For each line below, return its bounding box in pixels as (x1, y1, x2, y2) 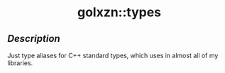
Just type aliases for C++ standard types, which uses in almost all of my (7, 51, 219, 60)
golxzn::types (77, 4, 162, 21)
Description (7, 33, 60, 45)
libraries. (7, 59, 33, 67)
